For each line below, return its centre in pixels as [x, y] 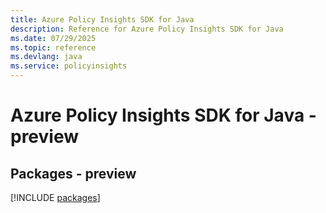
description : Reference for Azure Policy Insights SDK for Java [147, 29]
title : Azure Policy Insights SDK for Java [102, 19]
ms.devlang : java [46, 57]
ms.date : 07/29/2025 [53, 38]
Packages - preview [73, 173]
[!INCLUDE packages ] [55, 197]
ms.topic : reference [53, 47]
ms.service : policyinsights [69, 66]
